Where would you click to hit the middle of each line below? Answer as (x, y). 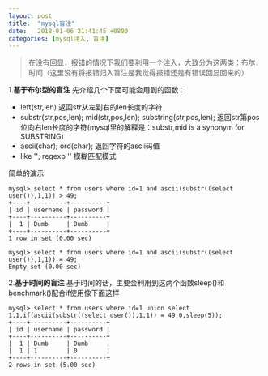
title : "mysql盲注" (42, 23)
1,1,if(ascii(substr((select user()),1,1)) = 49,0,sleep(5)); (115, 316)
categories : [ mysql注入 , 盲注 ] (59, 38)
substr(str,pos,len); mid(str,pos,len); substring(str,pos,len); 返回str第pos (140, 117)
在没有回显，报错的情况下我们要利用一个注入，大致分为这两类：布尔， (145, 62)
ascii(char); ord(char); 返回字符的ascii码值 (90, 146)
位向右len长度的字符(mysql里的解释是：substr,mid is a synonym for (132, 127)
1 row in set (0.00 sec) (50, 239)
